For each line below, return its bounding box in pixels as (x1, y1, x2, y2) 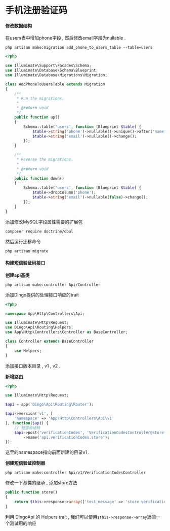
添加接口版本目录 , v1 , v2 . (5, 362, 61, 369)
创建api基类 (5, 272, 30, 278)
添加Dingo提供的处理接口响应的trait (5, 291, 79, 297)
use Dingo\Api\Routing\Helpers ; (5, 325, 73, 330)
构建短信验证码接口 (5, 260, 46, 266)
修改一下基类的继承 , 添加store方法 (5, 480, 77, 486)
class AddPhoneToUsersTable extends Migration (5, 82, 105, 87)
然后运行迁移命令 (5, 238, 41, 244)
